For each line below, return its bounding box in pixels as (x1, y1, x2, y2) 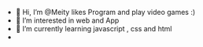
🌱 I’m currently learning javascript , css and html (15, 24, 172, 33)
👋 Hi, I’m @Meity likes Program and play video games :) (15, 8, 196, 16)
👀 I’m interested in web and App (15, 16, 120, 25)
